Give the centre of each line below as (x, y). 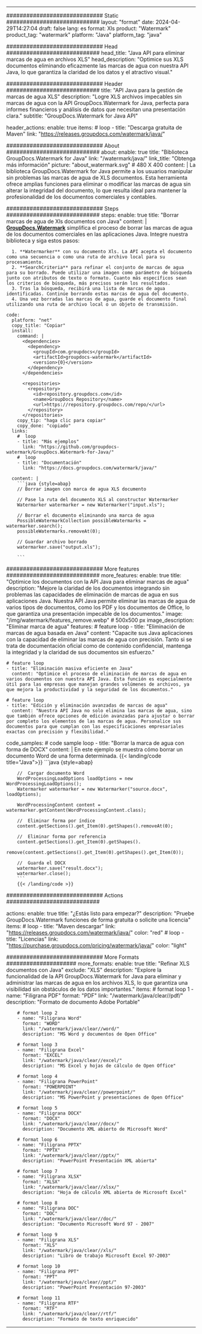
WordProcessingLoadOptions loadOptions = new (75, 779)
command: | (31, 336)
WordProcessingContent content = (59, 805)
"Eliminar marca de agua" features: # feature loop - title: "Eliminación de (96, 627)
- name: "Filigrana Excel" (51, 1050)
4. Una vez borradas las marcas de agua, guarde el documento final (99, 299)
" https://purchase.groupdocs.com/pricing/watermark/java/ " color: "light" (96, 945)
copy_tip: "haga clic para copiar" (62, 420)
